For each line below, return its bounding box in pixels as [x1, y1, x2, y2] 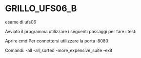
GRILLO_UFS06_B [5, 3, 77, 14]
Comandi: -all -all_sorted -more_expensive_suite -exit [5, 47, 113, 53]
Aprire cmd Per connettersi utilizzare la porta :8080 [5, 38, 109, 44]
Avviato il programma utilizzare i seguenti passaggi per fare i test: [5, 28, 137, 34]
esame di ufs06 [5, 19, 37, 25]
